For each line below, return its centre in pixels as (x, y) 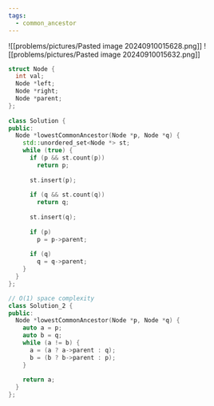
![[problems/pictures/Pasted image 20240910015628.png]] (105, 45)
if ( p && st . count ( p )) (67, 158)
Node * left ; (36, 84)
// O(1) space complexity (51, 298)
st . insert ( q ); (53, 217)
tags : (17, 16)
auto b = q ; (42, 336)
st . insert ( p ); (53, 180)
